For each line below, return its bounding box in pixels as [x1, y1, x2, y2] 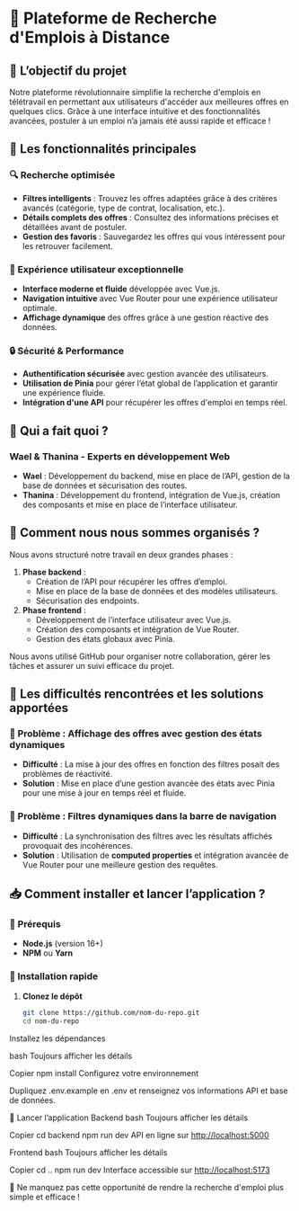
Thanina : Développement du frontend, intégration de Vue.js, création [22, 489, 281, 500]
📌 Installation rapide [9, 970, 99, 983]
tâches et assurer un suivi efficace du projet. [9, 660, 175, 671]
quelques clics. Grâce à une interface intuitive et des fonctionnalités [9, 106, 260, 116]
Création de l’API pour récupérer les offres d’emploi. [35, 575, 227, 587]
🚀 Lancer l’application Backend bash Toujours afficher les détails [9, 1112, 249, 1123]
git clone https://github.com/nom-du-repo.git [22, 1008, 200, 1017]
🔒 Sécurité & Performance [9, 344, 125, 357]
